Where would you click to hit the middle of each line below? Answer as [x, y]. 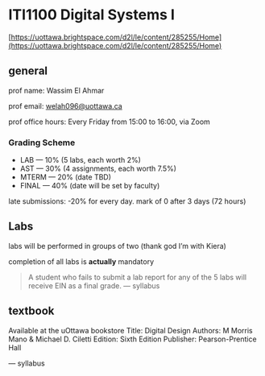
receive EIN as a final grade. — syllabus [94, 285]
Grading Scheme [42, 143]
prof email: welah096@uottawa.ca [65, 105]
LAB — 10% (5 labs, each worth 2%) [80, 160]
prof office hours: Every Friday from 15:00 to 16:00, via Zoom [110, 122]
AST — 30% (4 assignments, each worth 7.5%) [98, 169]
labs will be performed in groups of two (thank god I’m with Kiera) [118, 246]
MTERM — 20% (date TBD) [65, 177]
